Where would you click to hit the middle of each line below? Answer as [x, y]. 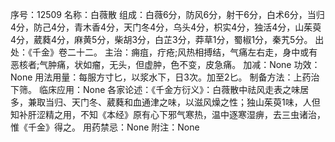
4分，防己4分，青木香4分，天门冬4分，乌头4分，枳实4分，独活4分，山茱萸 [166, 27]
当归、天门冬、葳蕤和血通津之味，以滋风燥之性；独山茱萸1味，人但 [182, 102]
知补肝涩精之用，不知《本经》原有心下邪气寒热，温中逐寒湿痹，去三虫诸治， [168, 114]
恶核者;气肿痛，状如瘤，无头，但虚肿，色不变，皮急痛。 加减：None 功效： [165, 64]
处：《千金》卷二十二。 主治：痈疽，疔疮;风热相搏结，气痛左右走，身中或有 [164, 52]
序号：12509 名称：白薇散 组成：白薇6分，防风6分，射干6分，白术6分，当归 [167, 14]
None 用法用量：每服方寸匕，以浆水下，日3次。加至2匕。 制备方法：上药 [161, 77]
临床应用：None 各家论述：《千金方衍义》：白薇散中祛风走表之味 [169, 89]
